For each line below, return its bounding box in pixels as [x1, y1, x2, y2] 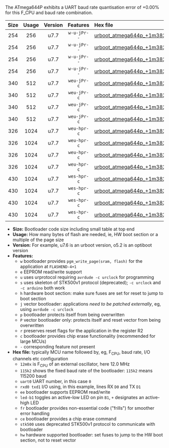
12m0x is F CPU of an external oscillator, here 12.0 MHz [20, 361, 130, 368]
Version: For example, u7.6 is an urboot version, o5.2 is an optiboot [12, 242, 152, 248]
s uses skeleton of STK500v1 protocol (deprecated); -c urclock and [20, 279, 161, 285]
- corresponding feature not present [20, 344, 96, 349]
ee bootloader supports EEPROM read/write [20, 389, 111, 395]
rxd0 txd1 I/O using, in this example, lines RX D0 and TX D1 [20, 384, 141, 390]
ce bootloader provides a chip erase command [20, 415, 117, 422]
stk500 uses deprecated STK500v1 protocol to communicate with [20, 421, 155, 427]
